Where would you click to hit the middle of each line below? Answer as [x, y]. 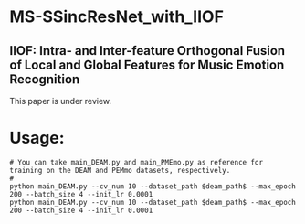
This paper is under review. [61, 101]
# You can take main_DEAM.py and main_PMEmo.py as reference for [136, 162]
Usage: [37, 138]
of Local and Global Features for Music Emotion [147, 64]
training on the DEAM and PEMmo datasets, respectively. [120, 170]
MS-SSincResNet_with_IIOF [116, 17]
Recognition [45, 79]
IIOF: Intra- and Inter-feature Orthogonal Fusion [147, 51]
